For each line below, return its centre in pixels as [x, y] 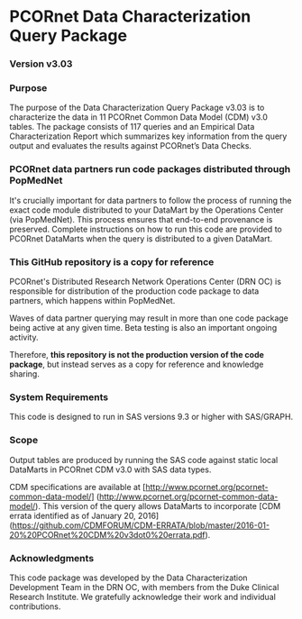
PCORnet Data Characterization [130, 17]
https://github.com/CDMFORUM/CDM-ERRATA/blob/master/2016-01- [141, 525]
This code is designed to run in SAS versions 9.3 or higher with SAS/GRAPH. [151, 417]
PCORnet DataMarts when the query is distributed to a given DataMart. [141, 238]
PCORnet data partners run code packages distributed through [150, 169]
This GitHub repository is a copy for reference [112, 261]
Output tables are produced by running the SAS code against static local [144, 460]
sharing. [25, 374]
